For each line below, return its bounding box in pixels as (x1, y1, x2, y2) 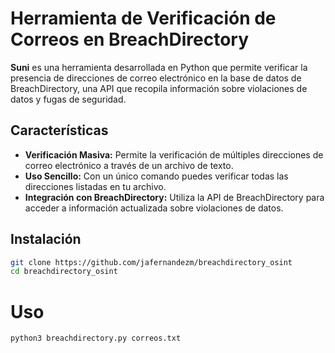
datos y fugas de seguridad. (10, 93, 127, 105)
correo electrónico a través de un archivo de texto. (24, 159, 234, 171)
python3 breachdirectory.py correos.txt (10, 333, 182, 344)
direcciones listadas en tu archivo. (24, 180, 167, 192)
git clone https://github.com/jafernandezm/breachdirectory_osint (10, 257, 293, 267)
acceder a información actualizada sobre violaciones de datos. (24, 202, 284, 214)
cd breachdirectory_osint (10, 267, 118, 277)
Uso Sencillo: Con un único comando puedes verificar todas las (24, 170, 289, 182)
